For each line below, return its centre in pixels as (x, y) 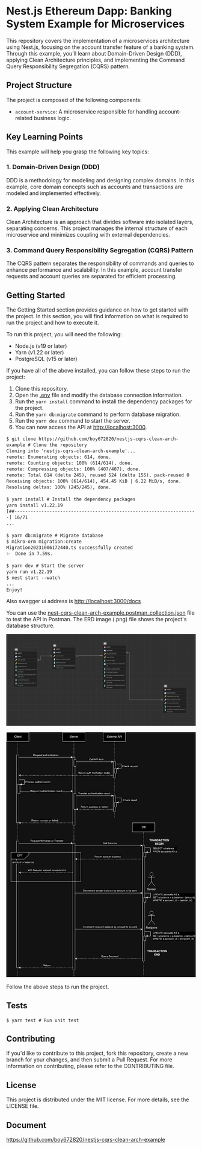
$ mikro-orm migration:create (44, 542)
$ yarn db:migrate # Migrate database (55, 536)
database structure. (31, 626)
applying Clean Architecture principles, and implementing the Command (96, 60)
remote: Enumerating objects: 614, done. (59, 457)
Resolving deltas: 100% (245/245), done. (59, 487)
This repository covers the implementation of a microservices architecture (98, 40)
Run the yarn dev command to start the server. (72, 421)
